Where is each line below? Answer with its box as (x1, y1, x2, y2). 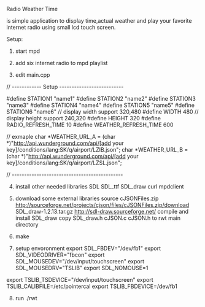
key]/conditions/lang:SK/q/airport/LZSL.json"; (6, 159, 122, 166)
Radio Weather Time (6, 6, 58, 12)
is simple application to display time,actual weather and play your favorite (6, 17, 192, 24)
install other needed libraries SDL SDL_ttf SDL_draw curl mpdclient (15, 183, 184, 190)
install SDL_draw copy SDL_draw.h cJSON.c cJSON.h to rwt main (15, 214, 181, 222)
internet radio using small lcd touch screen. (6, 24, 116, 31)
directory (15, 221, 39, 228)
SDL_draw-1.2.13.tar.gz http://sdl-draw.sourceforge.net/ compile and (15, 208, 189, 215)
